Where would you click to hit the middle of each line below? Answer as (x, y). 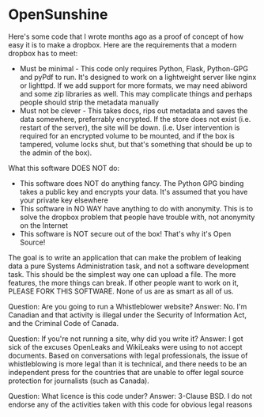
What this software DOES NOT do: (64, 168)
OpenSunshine (58, 15)
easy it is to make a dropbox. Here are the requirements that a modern (123, 44)
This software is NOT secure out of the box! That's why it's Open (125, 233)
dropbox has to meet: (43, 53)
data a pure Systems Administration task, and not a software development (129, 266)
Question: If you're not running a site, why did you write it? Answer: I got (126, 339)
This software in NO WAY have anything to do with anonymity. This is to (136, 208)
